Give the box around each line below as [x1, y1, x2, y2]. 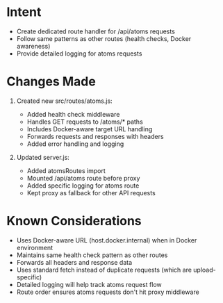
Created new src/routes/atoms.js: [16, 97, 113, 105]
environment [16, 243, 53, 252]
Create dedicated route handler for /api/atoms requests [16, 27, 175, 35]
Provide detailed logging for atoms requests [16, 49, 142, 58]
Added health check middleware [26, 110, 120, 118]
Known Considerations [6, 213, 142, 229]
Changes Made [6, 74, 97, 90]
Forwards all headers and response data [16, 258, 133, 266]
